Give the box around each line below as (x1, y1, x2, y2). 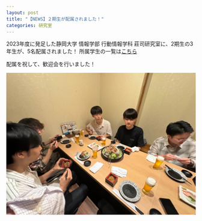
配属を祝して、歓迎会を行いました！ (6, 61, 96, 68)
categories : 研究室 (6, 22, 52, 28)
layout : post (6, 10, 39, 16)
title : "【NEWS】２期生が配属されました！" (6, 16, 104, 22)
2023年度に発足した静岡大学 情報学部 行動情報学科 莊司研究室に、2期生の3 (6, 40, 194, 47)
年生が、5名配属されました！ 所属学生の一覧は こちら (6, 48, 137, 55)
